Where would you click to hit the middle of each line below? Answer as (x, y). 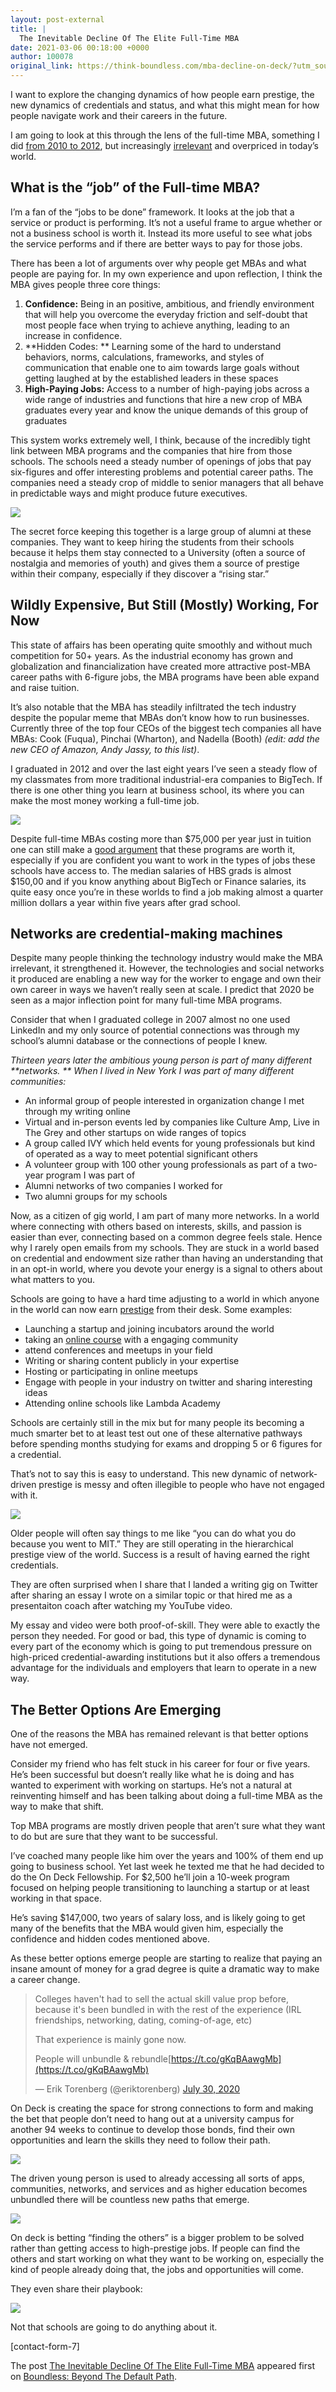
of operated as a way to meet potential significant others (141, 1154)
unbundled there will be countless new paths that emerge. (130, 2200)
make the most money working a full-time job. (105, 800)
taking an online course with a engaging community (131, 1340)
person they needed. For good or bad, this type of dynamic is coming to (158, 1636)
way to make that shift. (57, 1807)
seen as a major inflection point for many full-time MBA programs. (146, 1000)
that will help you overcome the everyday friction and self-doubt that (166, 314)
